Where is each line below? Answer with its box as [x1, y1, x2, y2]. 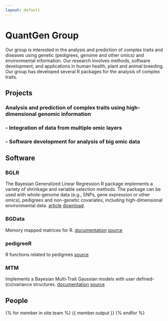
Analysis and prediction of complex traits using [5, 104, 125, 111]
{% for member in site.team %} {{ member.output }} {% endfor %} [5, 310, 145, 316]
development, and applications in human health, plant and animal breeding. [5, 63, 164, 69]
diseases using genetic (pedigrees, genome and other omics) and [5, 52, 144, 58]
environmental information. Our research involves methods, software [5, 57, 151, 64]
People [5, 296, 28, 305]
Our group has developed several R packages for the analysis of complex [5, 68, 160, 74]
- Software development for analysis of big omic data [5, 138, 140, 145]
